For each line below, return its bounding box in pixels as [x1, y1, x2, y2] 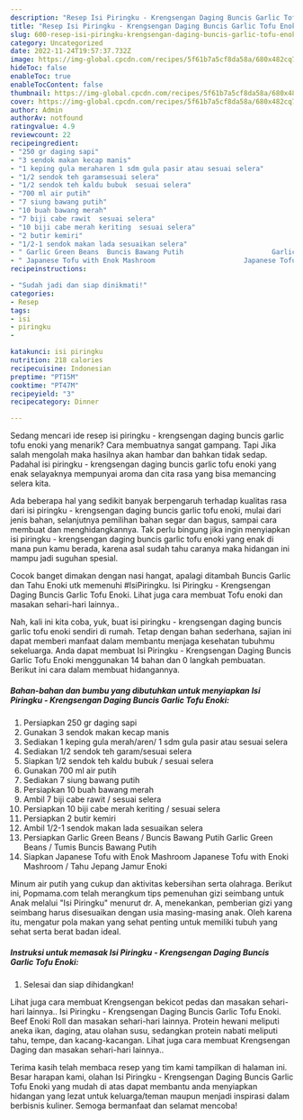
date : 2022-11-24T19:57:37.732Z [10, 47, 131, 56]
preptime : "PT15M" [10, 372, 79, 381]
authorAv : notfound [10, 114, 84, 123]
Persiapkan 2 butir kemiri [22, 813, 116, 824]
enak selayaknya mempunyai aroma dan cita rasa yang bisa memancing [10, 469, 277, 479]
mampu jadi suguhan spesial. [10, 553, 119, 564]
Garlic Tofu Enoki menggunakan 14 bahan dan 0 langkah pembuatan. [10, 655, 266, 666]
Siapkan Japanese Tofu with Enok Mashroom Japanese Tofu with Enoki [22, 851, 289, 862]
